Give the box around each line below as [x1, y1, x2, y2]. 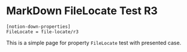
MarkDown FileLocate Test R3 [6, 4, 158, 18]
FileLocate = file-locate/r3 [6, 28, 79, 35]
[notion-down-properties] [6, 24, 70, 30]
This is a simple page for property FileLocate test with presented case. [6, 39, 182, 46]
